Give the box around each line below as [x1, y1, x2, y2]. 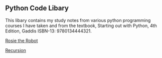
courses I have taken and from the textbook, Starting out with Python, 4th [5, 22, 157, 28]
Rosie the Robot [5, 37, 38, 43]
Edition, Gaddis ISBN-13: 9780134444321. [5, 27, 92, 34]
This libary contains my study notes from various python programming [5, 17, 151, 23]
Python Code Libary [5, 4, 69, 12]
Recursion [5, 47, 26, 53]
